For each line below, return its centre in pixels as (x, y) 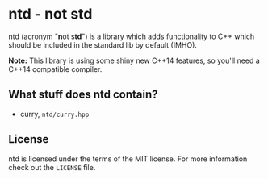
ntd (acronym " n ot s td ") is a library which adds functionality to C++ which (132, 36)
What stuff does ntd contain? (83, 95)
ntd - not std (50, 14)
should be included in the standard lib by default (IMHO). (103, 44)
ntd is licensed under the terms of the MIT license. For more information (128, 159)
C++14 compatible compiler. (55, 69)
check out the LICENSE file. (52, 167)
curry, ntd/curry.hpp (54, 114)
